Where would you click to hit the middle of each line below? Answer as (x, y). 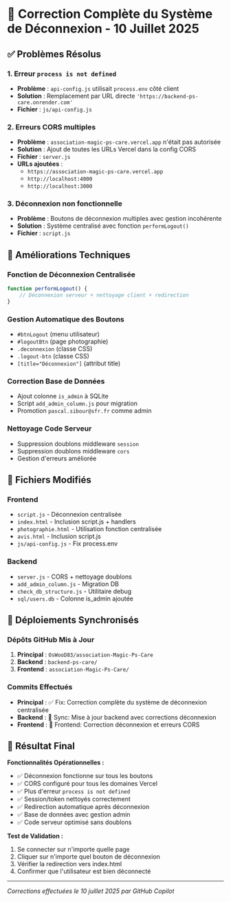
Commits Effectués (40, 687)
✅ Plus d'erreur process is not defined (74, 791)
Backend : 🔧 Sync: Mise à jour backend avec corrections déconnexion (117, 717)
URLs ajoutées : (40, 164)
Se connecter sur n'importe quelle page (73, 850)
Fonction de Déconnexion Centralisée (71, 275)
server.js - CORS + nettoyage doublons (74, 577)
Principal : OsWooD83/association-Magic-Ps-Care (85, 655)
